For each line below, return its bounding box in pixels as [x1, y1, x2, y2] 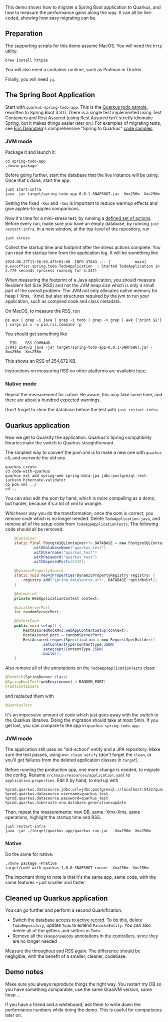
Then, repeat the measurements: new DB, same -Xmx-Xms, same [5, 809, 140, 815]
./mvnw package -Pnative [5, 861, 57, 866]
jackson [5, 478, 21, 483]
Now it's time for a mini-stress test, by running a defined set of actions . [5, 215, 152, 221]
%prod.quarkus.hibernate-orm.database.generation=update [5, 800, 126, 805]
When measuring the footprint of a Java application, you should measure [5, 277, 156, 283]
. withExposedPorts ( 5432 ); [31, 559, 86, 564]
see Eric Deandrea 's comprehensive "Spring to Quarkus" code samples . [5, 125, 154, 131]
